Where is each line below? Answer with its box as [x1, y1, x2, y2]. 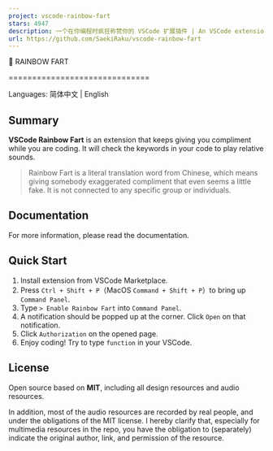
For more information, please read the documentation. [8, 230, 189, 240]
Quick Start [8, 254, 67, 268]
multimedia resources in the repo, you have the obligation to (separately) [8, 424, 252, 434]
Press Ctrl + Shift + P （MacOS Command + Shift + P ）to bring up [19, 285, 246, 295]
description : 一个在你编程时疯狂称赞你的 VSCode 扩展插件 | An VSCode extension [8, 27, 268, 35]
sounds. [8, 152, 36, 163]
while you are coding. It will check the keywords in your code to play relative [8, 144, 264, 154]
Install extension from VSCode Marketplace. [19, 275, 168, 285]
